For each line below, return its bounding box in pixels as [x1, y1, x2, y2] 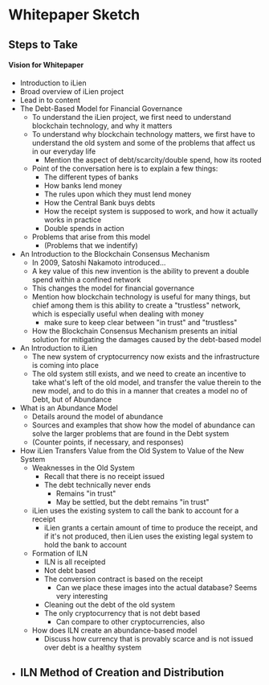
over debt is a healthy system [43, 642, 142, 652]
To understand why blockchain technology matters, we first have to [31, 129, 255, 138]
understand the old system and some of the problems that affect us [31, 138, 255, 147]
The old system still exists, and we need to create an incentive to [31, 369, 247, 378]
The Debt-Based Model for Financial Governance [19, 103, 183, 113]
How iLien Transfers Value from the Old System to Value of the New [19, 445, 245, 456]
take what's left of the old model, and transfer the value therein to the [31, 377, 262, 387]
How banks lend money [43, 180, 123, 190]
